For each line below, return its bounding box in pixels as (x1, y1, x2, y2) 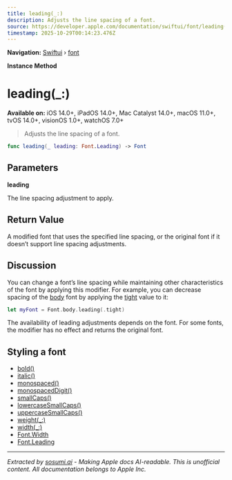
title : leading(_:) (7, 10, 64, 17)
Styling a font (7, 346, 67, 358)
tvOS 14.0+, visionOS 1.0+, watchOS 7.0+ (7, 116, 124, 124)
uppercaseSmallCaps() (17, 409, 83, 417)
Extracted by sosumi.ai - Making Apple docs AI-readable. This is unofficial (7, 458, 220, 466)
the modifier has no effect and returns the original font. (7, 326, 164, 334)
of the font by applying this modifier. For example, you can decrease (7, 285, 202, 294)
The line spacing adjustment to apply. (7, 194, 114, 202)
